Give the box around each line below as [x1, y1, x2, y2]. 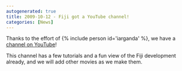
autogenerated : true [6, 8, 57, 14]
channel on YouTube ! [6, 41, 57, 48]
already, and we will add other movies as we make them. [6, 58, 142, 65]
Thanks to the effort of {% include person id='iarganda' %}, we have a [6, 35, 176, 42]
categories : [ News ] [6, 19, 54, 25]
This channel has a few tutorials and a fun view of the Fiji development [6, 53, 176, 59]
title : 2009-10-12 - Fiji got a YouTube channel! [6, 14, 130, 20]
